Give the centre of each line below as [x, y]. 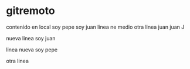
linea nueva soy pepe [32, 49]
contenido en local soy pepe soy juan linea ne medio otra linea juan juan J [95, 27]
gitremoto [30, 11]
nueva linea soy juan [31, 38]
